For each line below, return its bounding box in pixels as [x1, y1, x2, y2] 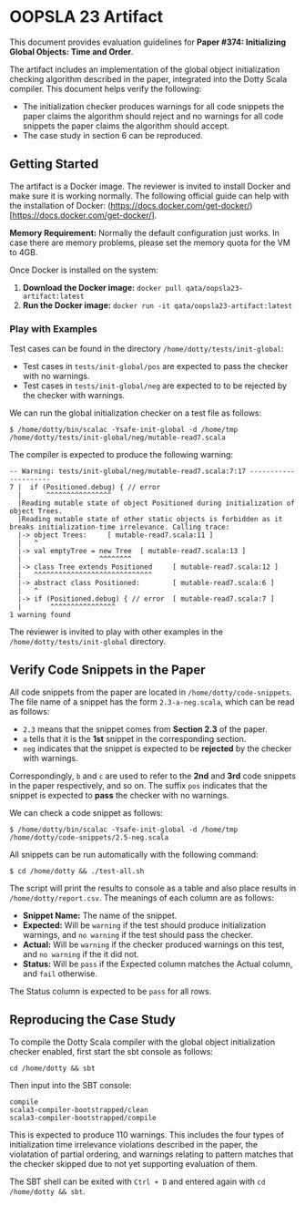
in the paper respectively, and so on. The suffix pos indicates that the [9, 779, 268, 790]
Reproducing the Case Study [9, 1012, 176, 1027]
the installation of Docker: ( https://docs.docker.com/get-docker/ [9, 200, 250, 211]
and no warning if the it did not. [22, 948, 139, 959]
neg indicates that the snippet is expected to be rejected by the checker [22, 743, 292, 754]
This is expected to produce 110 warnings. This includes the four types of [9, 1129, 285, 1140]
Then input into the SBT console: [9, 1079, 132, 1090]
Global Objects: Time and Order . [9, 46, 134, 57]
